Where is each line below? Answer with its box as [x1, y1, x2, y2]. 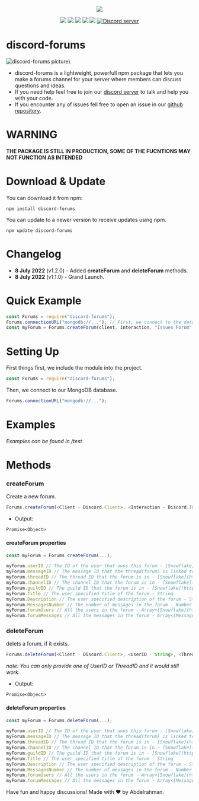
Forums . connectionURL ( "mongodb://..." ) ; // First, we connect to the [6, 319, 182, 325]
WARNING [6, 128, 57, 142]
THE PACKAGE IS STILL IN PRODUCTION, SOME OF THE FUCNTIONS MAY [6, 147, 191, 154]
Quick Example [6, 294, 82, 307]
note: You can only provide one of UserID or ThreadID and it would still [6, 662, 179, 670]
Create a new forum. [6, 493, 56, 500]
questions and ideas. [14, 82, 66, 89]
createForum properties [6, 539, 66, 546]
